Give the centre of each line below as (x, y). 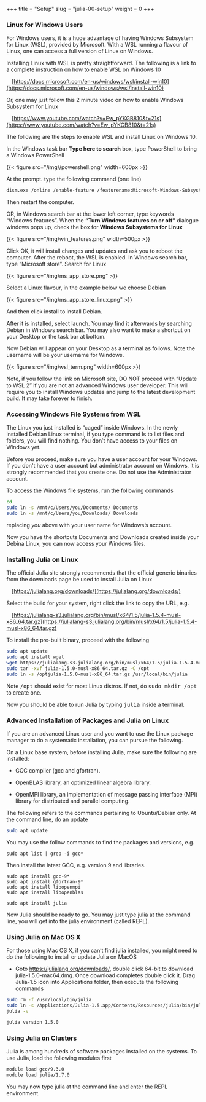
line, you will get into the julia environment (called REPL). (78, 921)
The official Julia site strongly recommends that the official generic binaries (102, 573)
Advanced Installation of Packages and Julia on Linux (88, 720)
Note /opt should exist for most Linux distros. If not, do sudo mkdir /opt (102, 686)
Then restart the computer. (40, 202)
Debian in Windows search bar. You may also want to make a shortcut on (99, 330)
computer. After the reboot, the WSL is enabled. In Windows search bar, (97, 258)
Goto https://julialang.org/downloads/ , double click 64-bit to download (104, 969)
